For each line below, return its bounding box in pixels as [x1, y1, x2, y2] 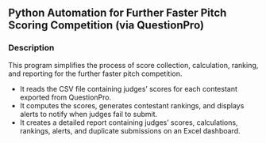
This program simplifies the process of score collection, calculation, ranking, [8, 60, 259, 70]
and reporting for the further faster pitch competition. [8, 69, 183, 78]
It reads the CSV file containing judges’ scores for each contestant [19, 84, 238, 93]
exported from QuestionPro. [19, 92, 112, 102]
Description [8, 43, 55, 54]
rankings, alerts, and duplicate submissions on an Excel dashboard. [19, 126, 241, 135]
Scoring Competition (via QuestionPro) [8, 19, 205, 32]
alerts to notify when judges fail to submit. [19, 109, 158, 119]
